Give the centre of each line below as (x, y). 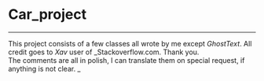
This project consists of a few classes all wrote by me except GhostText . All (130, 43)
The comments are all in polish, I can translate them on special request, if (126, 60)
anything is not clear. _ (44, 68)
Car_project (48, 15)
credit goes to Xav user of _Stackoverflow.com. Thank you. (104, 52)
